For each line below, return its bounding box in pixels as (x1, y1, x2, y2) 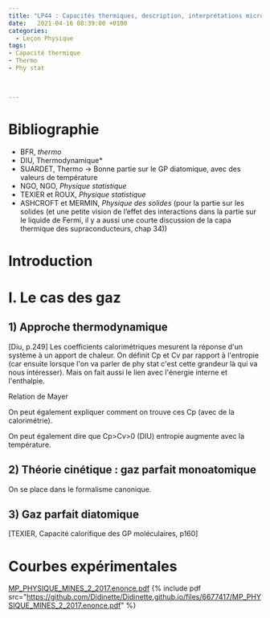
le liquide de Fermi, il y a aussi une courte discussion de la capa (19, 215, 231, 225)
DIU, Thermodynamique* (19, 155, 103, 165)
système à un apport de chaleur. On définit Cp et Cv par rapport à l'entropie (8, 350, 260, 360)
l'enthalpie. (8, 375, 46, 386)
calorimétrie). (8, 415, 53, 425)
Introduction (8, 252, 93, 270)
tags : (8, 42, 27, 50)
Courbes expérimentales (8, 557, 178, 575)
